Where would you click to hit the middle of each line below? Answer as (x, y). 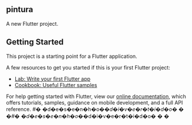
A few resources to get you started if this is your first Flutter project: (88, 67)
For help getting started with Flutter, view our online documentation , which (96, 96)
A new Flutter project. (32, 23)
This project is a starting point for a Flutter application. (72, 56)
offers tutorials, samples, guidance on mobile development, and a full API (95, 102)
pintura (20, 10)
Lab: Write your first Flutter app (53, 79)
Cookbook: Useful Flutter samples (56, 85)
